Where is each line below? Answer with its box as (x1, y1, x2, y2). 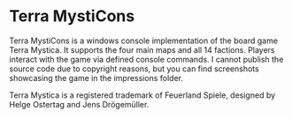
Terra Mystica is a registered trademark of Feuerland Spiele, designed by (9, 90, 276, 100)
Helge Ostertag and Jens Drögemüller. (9, 99, 150, 109)
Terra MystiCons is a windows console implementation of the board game (9, 35, 279, 46)
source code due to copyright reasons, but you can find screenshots (9, 63, 259, 74)
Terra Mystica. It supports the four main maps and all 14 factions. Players (9, 44, 276, 55)
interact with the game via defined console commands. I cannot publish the (9, 54, 284, 64)
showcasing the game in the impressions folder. (9, 72, 184, 83)
